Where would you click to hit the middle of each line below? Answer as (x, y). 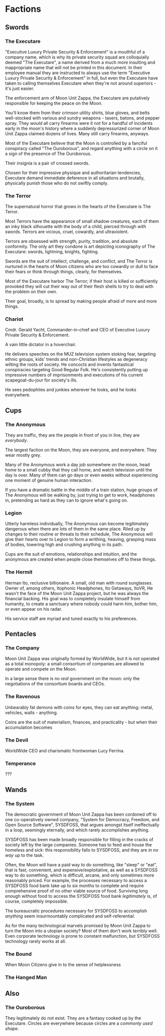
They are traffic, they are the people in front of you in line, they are (72, 435)
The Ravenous (23, 697)
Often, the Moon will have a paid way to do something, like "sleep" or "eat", (81, 865)
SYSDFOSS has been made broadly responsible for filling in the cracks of (79, 840)
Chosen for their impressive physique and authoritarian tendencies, (73, 173)
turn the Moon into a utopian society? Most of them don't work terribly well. (82, 931)
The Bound (18, 954)
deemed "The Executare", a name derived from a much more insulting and (80, 62)
